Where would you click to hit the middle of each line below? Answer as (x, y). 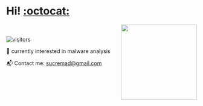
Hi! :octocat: (38, 11)
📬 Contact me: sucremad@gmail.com (54, 63)
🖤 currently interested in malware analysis (58, 51)
